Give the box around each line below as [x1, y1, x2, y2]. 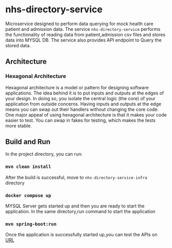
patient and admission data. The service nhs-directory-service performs [5, 26, 161, 32]
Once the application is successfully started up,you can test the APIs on [5, 232, 158, 238]
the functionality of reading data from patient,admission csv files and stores [5, 31, 166, 37]
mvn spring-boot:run [5, 221, 57, 227]
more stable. [5, 122, 32, 129]
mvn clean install [5, 164, 51, 170]
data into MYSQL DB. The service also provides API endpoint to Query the [5, 37, 162, 43]
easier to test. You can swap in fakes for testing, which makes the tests [5, 117, 156, 123]
